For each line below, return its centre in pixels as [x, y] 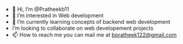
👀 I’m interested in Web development [58, 15]
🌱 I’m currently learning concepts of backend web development [91, 22]
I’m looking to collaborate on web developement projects [83, 28]
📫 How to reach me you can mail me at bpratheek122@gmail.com [94, 35]
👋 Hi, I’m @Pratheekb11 [40, 9]
